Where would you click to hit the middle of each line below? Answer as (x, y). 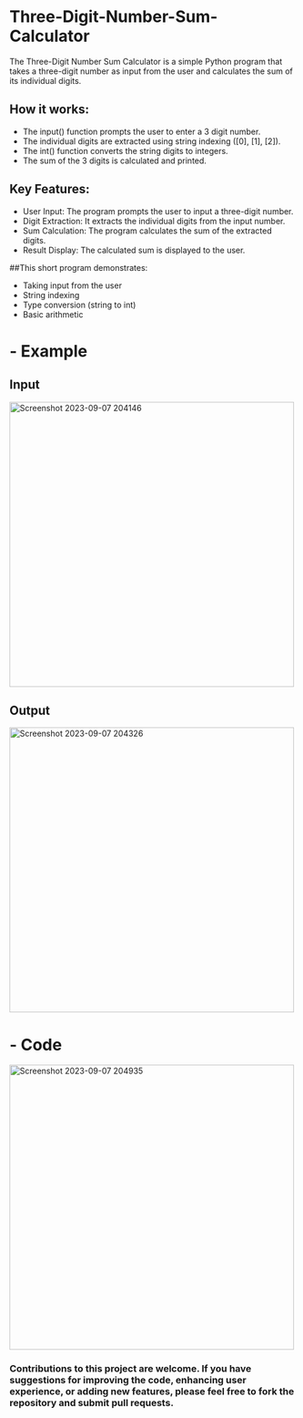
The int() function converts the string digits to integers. (126, 150)
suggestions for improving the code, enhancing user (128, 1381)
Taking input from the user (72, 285)
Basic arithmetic (53, 314)
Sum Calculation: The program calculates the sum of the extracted (147, 231)
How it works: (49, 110)
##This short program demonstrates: (79, 267)
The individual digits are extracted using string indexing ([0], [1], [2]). (151, 141)
